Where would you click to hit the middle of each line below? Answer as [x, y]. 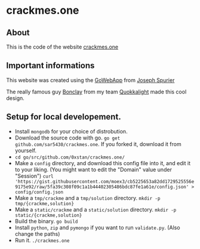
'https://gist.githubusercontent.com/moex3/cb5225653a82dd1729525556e [104, 181]
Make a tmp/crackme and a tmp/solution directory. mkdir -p [87, 198]
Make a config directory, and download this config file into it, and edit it [103, 163]
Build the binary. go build [46, 221]
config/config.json [39, 192]
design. [16, 98]
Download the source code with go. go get [67, 138]
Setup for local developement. [64, 117]
